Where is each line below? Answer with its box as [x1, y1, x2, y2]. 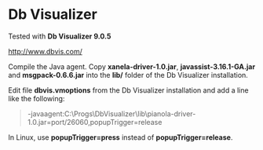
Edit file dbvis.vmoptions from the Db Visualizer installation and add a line [8, 85, 249, 95]
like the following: [8, 93, 65, 103]
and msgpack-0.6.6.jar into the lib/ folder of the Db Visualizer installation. [8, 70, 249, 79]
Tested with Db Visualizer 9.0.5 [8, 31, 111, 41]
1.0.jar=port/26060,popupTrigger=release [27, 117, 163, 126]
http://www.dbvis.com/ [8, 46, 82, 56]
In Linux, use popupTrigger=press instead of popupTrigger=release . [8, 132, 233, 142]
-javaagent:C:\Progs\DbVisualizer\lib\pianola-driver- [27, 108, 196, 119]
